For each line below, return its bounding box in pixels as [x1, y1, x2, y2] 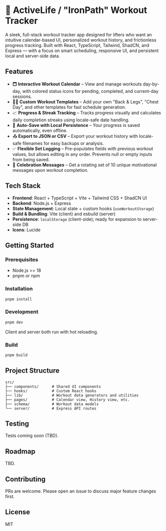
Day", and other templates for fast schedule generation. [12, 104, 126, 110]
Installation [5, 285, 33, 292]
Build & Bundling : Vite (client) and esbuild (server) [12, 211, 116, 217]
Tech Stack [5, 182, 41, 190]
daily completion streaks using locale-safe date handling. [12, 117, 130, 123]
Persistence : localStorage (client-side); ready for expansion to [12, 216, 142, 222]
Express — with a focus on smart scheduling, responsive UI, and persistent [5, 47, 159, 53]
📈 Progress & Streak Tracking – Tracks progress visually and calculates [12, 109, 162, 115]
